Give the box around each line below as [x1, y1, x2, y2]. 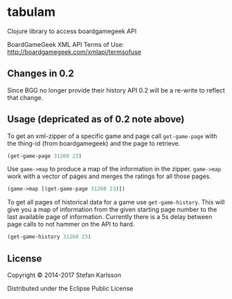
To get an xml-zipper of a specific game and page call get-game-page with [7, 132, 217, 140]
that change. [7, 93, 44, 102]
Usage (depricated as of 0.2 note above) [7, 113, 185, 125]
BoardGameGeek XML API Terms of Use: [7, 40, 125, 48]
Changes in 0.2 [7, 68, 74, 79]
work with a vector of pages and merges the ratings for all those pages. [7, 172, 211, 180]
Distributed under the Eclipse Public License [7, 284, 134, 292]
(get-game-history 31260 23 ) [7, 233, 91, 240]
